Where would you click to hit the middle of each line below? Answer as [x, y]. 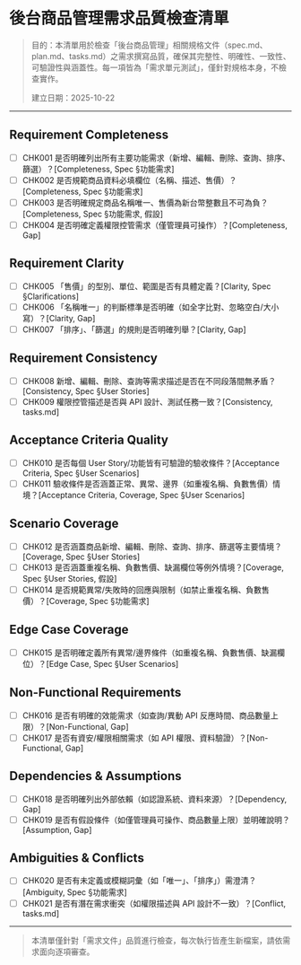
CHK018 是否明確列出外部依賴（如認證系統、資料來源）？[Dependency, [155, 799]
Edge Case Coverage [69, 630]
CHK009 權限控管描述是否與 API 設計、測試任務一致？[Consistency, [147, 401]
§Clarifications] [50, 296]
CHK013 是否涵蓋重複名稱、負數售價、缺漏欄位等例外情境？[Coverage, [153, 567]
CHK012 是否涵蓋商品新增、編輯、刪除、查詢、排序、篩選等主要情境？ [152, 546]
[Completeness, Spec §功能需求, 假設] [93, 214]
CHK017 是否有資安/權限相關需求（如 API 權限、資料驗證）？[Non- [145, 738]
